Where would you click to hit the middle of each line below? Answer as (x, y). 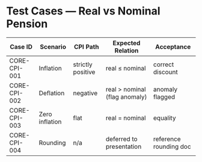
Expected (127, 43)
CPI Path (87, 46)
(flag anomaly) (126, 96)
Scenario (53, 46)
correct (164, 64)
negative (85, 93)
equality (164, 117)
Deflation (52, 93)
